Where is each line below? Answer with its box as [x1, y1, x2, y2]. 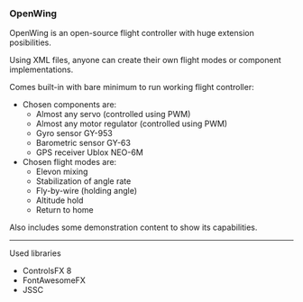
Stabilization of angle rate [35, 176, 132, 187]
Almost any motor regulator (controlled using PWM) [35, 118, 228, 129]
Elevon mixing [35, 166, 88, 178]
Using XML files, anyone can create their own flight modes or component [9, 55, 281, 66]
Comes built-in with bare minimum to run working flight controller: [9, 82, 254, 93]
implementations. [9, 64, 74, 75]
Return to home [35, 205, 94, 215]
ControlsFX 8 [22, 265, 72, 277]
